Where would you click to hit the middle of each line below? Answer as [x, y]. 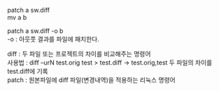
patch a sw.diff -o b [35, 31]
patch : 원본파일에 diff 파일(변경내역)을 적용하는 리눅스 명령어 [92, 80]
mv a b [17, 17]
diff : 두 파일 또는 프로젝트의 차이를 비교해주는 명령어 [79, 54]
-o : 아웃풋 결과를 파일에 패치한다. [54, 39]
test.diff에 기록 [28, 71]
